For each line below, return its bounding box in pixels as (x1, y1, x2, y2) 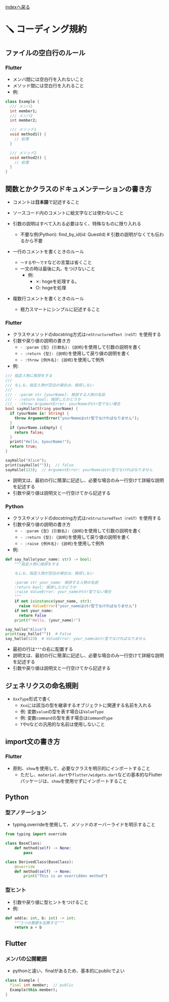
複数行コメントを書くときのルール (12, 295, 84, 302)
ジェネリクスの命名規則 (5, 681, 79, 690)
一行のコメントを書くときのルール (12, 248, 84, 254)
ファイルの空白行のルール (5, 48, 85, 57)
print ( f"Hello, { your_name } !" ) (14, 618, 81, 623)
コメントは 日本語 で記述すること (12, 199, 80, 205)
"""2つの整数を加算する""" (14, 920, 64, 925)
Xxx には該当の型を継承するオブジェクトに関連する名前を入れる (20, 702, 152, 708)
